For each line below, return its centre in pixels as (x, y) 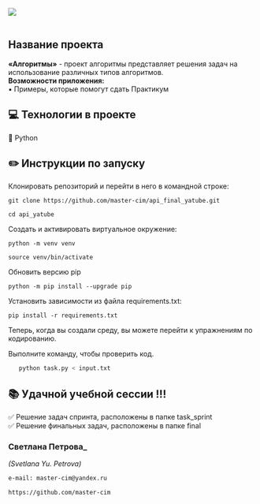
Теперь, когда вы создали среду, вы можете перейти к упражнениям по (130, 330)
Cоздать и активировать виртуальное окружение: (93, 230)
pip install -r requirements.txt (63, 315)
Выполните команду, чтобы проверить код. (81, 354)
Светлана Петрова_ (48, 447)
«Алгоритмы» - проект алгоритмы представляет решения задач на (123, 64)
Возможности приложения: (56, 80)
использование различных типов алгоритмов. (86, 72)
